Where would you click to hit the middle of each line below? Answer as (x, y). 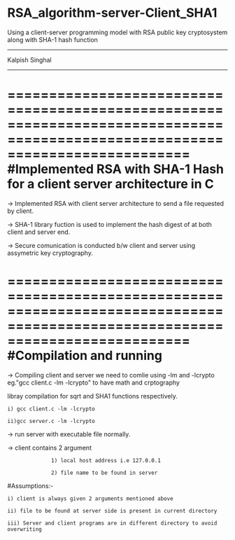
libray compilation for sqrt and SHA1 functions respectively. (93, 396)
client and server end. (39, 232)
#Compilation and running (85, 356)
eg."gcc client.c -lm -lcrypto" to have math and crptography (94, 382)
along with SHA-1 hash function (52, 39)
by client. (20, 211)
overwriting (24, 529)
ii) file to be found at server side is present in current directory (112, 511)
